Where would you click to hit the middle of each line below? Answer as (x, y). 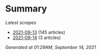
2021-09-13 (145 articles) (39, 32)
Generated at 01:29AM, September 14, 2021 (50, 47)
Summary (26, 9)
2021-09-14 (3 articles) (37, 37)
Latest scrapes (21, 22)
